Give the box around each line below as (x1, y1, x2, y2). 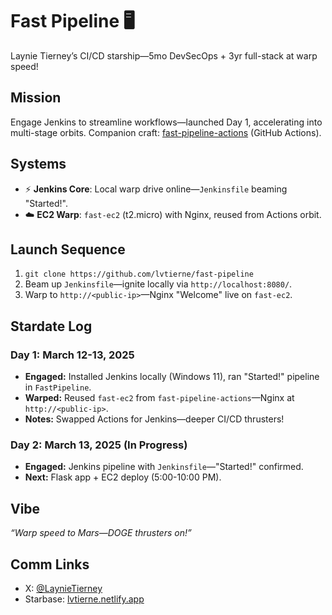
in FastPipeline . (24, 381, 92, 393)
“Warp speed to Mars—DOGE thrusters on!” (10, 527, 192, 539)
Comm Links (10, 556, 90, 573)
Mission (10, 89, 62, 107)
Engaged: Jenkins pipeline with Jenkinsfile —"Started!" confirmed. (24, 461, 304, 473)
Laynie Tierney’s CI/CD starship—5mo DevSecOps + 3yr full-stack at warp (10, 49, 318, 62)
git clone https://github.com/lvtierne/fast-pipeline (24, 269, 254, 280)
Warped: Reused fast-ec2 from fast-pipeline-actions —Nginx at (24, 392, 295, 404)
